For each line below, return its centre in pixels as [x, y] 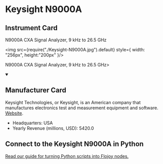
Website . [14, 113]
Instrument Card [31, 28]
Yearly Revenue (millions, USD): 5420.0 [53, 128]
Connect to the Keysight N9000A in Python [74, 144]
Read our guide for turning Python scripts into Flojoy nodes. [67, 156]
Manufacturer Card [36, 90]
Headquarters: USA [33, 123]
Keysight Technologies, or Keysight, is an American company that [73, 102]
